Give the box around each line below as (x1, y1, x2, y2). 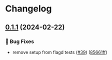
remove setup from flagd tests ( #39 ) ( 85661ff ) (12, 49, 107, 55)
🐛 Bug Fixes (5, 38, 34, 45)
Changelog (5, 3, 52, 14)
